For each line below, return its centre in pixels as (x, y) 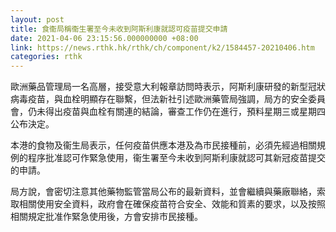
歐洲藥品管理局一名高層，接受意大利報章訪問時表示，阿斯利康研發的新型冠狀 (168, 87)
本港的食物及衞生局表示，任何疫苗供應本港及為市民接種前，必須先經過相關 (163, 145)
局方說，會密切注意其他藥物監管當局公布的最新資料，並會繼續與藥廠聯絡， (163, 192)
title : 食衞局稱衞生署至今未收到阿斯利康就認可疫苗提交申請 (119, 29)
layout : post (37, 19)
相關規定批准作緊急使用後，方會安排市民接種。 (106, 217)
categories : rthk (46, 57)
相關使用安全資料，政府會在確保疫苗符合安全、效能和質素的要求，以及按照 (172, 204)
